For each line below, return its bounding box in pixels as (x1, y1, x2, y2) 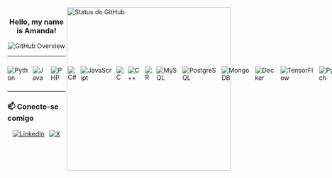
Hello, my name (9, 17, 64, 27)
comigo (7, 113, 34, 123)
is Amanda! (16, 25, 57, 35)
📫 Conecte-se (7, 102, 59, 112)
